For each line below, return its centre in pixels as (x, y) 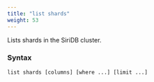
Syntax (20, 58)
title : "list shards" (39, 14)
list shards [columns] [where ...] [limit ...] (78, 72)
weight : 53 (23, 20)
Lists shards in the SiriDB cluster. (54, 40)
